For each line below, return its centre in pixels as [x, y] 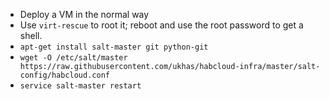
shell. [31, 35]
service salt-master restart [80, 86]
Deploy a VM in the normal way [84, 14]
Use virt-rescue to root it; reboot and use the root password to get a [161, 25]
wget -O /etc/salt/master [73, 58]
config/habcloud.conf [64, 75]
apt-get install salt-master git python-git [114, 47]
